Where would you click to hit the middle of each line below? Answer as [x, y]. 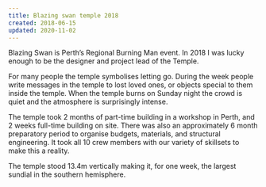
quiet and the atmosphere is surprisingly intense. [88, 102]
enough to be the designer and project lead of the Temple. [104, 61]
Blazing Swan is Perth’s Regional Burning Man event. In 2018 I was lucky [126, 53]
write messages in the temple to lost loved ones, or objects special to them [131, 85]
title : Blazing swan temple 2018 [64, 15]
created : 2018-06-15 [42, 23]
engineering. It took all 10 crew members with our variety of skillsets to [124, 143]
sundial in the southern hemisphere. [67, 174]
